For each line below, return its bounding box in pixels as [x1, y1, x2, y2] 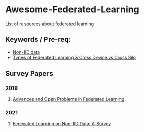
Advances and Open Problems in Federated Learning [12, 96, 125, 102]
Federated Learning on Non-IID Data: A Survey [12, 120, 111, 126]
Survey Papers [5, 69, 54, 78]
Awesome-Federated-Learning [5, 4, 139, 15]
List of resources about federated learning [5, 20, 94, 27]
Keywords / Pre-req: [5, 35, 71, 44]
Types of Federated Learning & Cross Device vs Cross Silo [12, 54, 136, 60]
